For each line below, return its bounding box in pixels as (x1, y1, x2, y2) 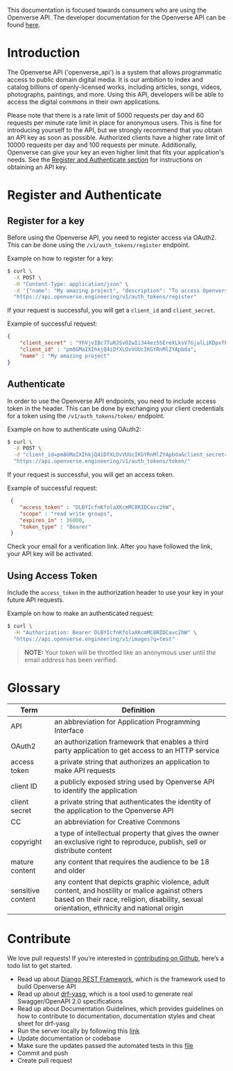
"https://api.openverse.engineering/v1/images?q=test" (13, 635, 175, 642)
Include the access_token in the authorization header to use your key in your (7, 588, 224, 597)
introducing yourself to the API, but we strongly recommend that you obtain (7, 125, 223, 134)
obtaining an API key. (7, 163, 68, 171)
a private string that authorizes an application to (54, 756, 210, 766)
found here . (7, 21, 40, 29)
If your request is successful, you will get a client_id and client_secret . (7, 306, 216, 315)
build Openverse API (17, 982, 76, 990)
